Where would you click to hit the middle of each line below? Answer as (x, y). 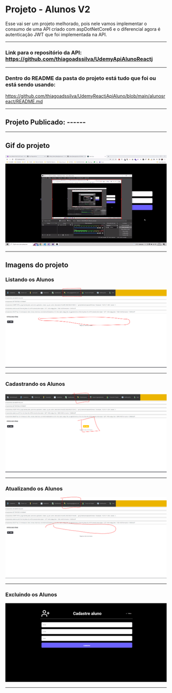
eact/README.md (24, 101)
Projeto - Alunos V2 (48, 9)
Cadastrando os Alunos (35, 384)
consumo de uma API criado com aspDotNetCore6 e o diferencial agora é (83, 29)
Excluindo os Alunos (31, 595)
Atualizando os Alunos (34, 489)
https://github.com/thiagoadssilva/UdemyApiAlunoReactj (79, 59)
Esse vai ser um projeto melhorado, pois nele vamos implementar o (76, 24)
